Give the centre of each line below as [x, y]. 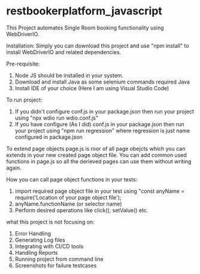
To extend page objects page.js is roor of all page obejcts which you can [96, 148]
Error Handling [33, 233]
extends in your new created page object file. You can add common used [97, 155]
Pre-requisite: [23, 64]
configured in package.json [49, 137]
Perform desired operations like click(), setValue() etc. [81, 210]
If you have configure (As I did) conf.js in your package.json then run [99, 124]
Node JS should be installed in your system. [69, 75]
